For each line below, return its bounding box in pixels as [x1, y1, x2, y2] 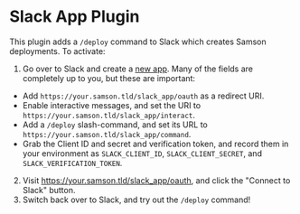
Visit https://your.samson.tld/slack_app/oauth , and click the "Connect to [22, 174, 291, 186]
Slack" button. [22, 184, 76, 195]
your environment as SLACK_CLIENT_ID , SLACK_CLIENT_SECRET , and [22, 147, 262, 159]
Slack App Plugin [9, 6, 140, 27]
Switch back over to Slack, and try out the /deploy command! [22, 194, 251, 205]
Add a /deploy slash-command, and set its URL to [22, 119, 208, 130]
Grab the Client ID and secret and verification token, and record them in [22, 138, 289, 149]
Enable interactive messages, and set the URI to [22, 99, 202, 110]
